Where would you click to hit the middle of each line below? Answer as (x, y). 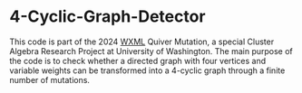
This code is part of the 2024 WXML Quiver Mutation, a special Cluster (142, 42)
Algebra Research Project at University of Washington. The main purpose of (151, 51)
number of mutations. (50, 79)
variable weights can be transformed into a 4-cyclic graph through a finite (147, 70)
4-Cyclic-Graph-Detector (107, 17)
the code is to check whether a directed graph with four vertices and (137, 60)
